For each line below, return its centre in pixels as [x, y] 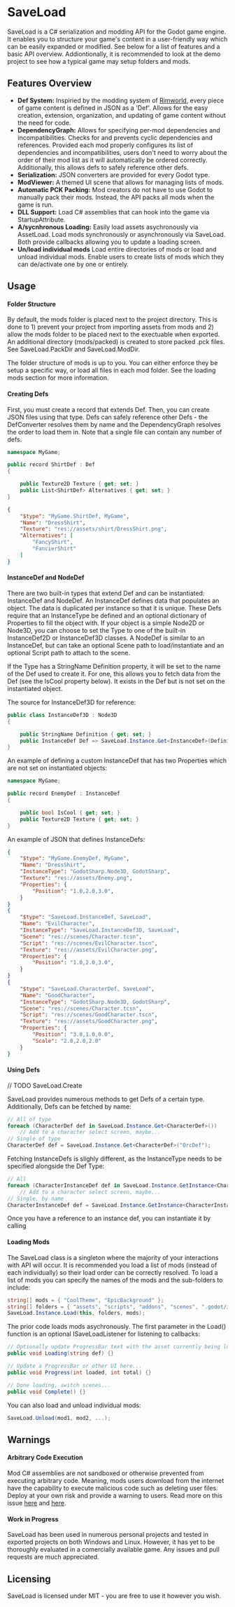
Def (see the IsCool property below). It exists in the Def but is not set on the [116, 681]
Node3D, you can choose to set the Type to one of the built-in [97, 630]
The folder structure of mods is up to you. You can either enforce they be [113, 363]
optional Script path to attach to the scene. [69, 652]
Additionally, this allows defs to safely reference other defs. [103, 167]
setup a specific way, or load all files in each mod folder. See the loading [112, 370]
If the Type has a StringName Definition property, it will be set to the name [114, 666]
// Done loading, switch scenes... [59, 1385]
